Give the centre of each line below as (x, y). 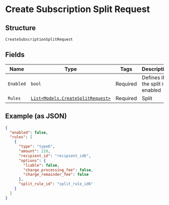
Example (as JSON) (36, 116)
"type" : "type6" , (37, 147)
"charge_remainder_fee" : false (56, 175)
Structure (21, 28)
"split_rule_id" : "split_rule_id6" (56, 184)
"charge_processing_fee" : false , (58, 170)
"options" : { (32, 160)
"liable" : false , (41, 165)
